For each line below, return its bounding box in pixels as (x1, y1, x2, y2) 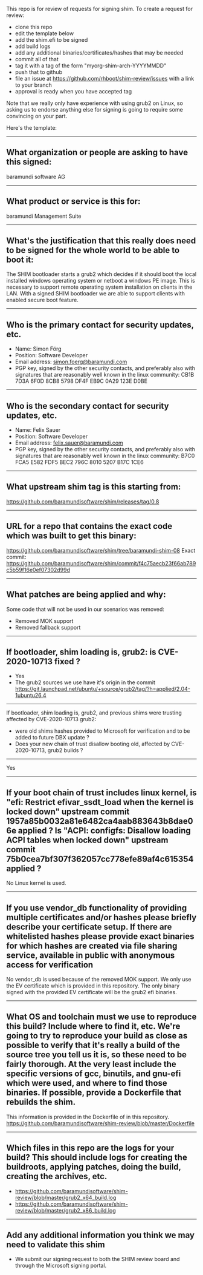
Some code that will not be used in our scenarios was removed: (6, 605, 165, 613)
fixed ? (54, 656, 80, 667)
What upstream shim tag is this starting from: (6, 482, 181, 492)
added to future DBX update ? (14, 734, 89, 741)
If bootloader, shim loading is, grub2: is (6, 647, 156, 657)
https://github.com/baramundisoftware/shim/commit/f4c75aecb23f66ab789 (6, 559, 196, 567)
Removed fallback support (14, 624, 81, 631)
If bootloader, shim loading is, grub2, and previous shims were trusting (6, 709, 182, 716)
